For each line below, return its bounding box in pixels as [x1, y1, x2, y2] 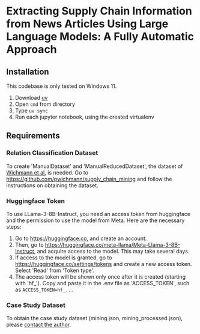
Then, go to [14, 241, 44, 248]
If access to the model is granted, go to [14, 254, 112, 261]
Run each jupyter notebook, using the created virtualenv [14, 113, 154, 120]
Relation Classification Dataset [6, 149, 98, 157]
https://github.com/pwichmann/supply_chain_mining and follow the [6, 175, 172, 182]
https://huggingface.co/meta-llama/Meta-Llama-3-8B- [44, 241, 181, 248]
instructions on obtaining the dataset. [6, 182, 99, 189]
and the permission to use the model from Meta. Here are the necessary [6, 217, 185, 224]
